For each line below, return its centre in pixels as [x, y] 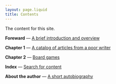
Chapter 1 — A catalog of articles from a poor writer [58, 47]
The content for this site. [30, 28]
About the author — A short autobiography [49, 76]
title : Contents [22, 14]
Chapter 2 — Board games [33, 57]
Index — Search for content [33, 67]
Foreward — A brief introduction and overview [52, 38]
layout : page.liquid [26, 10]
